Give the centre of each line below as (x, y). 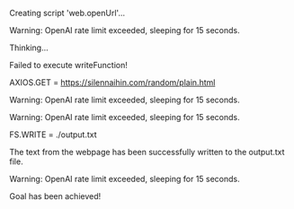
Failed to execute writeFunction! (69, 65)
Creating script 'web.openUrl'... (67, 13)
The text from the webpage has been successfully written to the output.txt (147, 152)
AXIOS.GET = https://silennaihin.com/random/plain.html (112, 83)
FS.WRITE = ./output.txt (53, 135)
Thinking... (29, 48)
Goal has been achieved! (55, 196)
